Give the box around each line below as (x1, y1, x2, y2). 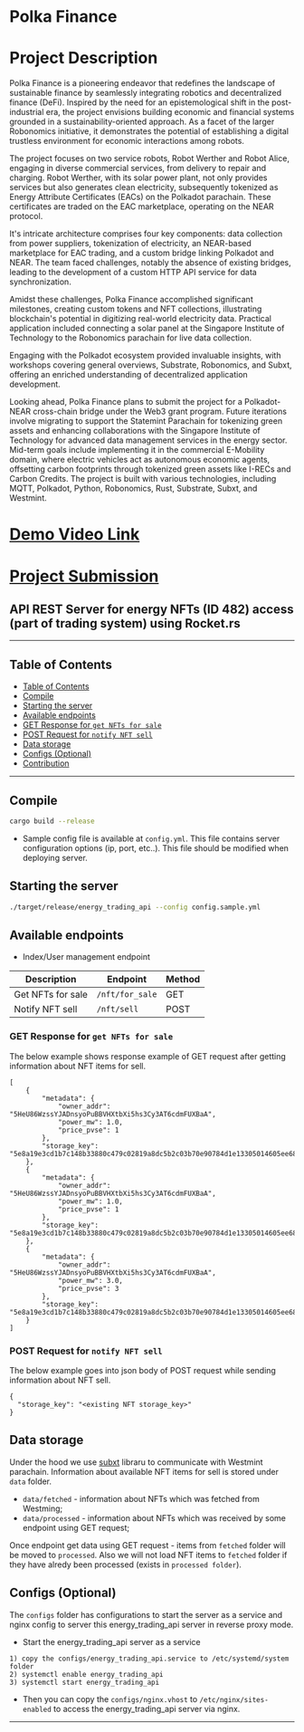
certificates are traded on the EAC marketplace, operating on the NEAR (9, 201, 274, 212)
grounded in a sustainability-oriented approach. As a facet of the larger (9, 116, 275, 128)
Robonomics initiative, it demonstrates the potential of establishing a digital (9, 126, 290, 137)
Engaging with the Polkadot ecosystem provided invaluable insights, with (9, 350, 281, 361)
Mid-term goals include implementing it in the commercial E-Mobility (9, 445, 265, 455)
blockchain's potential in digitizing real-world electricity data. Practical (9, 313, 271, 324)
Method (166, 973, 201, 986)
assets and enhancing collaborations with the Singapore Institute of (9, 426, 261, 436)
